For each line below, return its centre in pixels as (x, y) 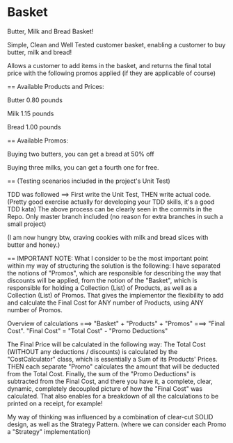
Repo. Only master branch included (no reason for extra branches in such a (115, 216)
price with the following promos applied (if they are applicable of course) (112, 73)
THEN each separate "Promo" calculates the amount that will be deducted (113, 367)
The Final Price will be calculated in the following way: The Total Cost (107, 344)
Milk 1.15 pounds (31, 113)
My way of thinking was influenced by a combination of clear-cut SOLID (110, 417)
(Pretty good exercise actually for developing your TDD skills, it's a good (111, 202)
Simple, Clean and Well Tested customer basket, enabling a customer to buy (116, 45)
